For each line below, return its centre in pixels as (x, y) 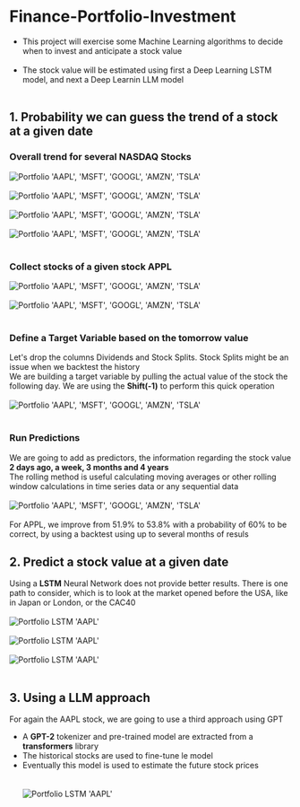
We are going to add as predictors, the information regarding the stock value (150, 457)
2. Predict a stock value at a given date (119, 561)
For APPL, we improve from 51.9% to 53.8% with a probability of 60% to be (148, 524)
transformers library (60, 746)
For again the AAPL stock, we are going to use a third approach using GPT (146, 719)
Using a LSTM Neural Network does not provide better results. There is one (149, 583)
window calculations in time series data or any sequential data (124, 486)
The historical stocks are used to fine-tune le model (117, 756)
